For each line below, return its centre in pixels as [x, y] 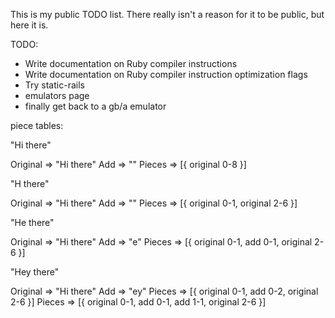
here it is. [29, 25]
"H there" [30, 183]
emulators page [57, 95]
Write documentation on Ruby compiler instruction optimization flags [166, 74]
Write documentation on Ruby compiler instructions [131, 63]
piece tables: [37, 125]
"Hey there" [35, 272]
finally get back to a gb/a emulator [95, 106]
